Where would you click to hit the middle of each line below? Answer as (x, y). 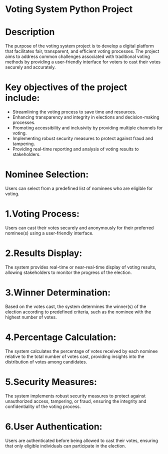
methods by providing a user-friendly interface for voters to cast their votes (83, 62)
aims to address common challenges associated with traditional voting (77, 56)
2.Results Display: (44, 253)
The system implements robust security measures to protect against (75, 395)
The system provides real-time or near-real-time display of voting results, (81, 267)
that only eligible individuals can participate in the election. (66, 445)
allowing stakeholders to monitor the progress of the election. (68, 272)
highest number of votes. (31, 317)
